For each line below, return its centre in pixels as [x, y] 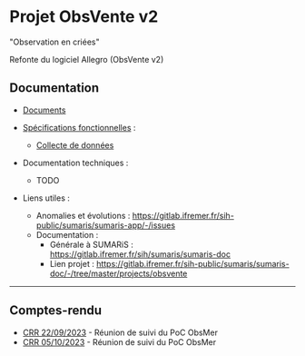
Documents [44, 110]
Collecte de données [75, 145]
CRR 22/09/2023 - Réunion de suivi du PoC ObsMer [120, 332]
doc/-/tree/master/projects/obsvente [118, 273]
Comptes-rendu [56, 311]
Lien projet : [72, 263]
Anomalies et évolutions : [83, 215]
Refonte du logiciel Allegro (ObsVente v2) [87, 59]
